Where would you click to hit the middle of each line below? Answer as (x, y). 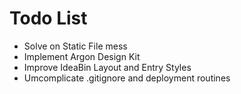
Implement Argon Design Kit (82, 56)
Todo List (48, 18)
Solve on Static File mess (75, 46)
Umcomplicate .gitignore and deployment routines (127, 78)
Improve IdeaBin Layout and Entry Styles (107, 67)
